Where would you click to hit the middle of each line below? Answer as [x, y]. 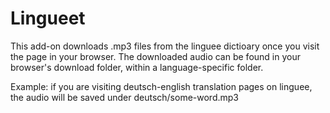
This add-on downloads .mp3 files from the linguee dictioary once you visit [165, 46]
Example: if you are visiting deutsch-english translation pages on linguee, [161, 86]
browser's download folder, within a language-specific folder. [137, 67]
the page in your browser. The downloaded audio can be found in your [155, 56]
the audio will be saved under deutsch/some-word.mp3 [124, 97]
